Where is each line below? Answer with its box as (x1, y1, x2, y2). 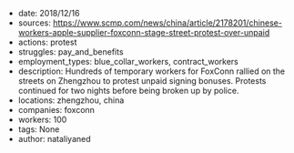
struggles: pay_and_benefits (17, 46, 125, 57)
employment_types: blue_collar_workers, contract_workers (17, 56, 238, 66)
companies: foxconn (17, 105, 96, 115)
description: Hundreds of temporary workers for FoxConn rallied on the (17, 66, 286, 76)
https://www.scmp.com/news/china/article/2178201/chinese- (53, 17, 282, 28)
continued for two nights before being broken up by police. (17, 86, 239, 96)
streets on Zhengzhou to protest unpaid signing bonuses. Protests (17, 76, 267, 86)
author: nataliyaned (17, 134, 91, 144)
